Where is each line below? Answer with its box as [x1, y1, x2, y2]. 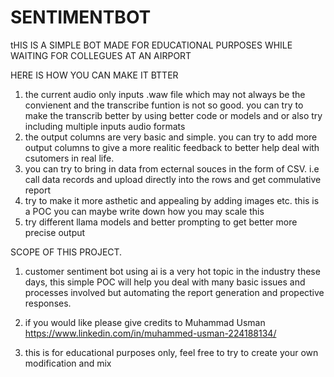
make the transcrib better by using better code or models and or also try [24, 109, 323, 121]
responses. [24, 297, 72, 309]
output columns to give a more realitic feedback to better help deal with [24, 141, 320, 153]
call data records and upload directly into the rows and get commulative [24, 173, 322, 185]
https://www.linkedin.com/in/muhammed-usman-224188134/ [24, 327, 277, 339]
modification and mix [24, 357, 112, 369]
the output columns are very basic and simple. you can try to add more [24, 131, 318, 143]
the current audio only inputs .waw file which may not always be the [24, 88, 306, 100]
